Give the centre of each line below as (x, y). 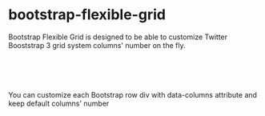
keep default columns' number (59, 103)
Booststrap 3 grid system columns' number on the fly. (97, 45)
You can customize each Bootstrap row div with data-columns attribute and (133, 94)
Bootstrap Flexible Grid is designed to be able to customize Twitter (118, 37)
